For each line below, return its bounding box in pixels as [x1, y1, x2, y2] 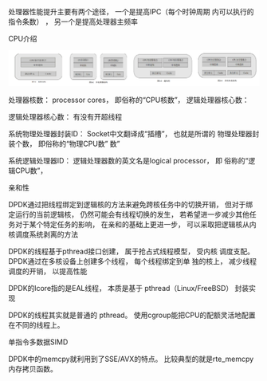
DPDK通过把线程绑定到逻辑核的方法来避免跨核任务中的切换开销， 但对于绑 [8, 199, 253, 209]
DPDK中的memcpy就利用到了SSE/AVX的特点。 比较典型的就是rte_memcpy [8, 354, 254, 363]
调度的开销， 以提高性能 [8, 266, 88, 276]
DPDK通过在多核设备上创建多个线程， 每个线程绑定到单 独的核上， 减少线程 [8, 256, 257, 265]
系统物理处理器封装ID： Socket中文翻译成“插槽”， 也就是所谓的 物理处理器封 [8, 128, 260, 138]
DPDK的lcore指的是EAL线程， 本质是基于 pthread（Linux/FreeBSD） [8, 283, 234, 293]
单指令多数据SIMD [8, 337, 69, 347]
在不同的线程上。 [8, 320, 65, 329]
